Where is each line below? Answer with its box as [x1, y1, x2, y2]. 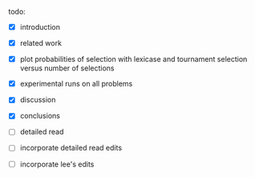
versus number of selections [19, 63, 115, 73]
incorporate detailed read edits [19, 143, 123, 153]
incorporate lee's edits [19, 159, 95, 169]
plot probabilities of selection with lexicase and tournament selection [19, 54, 248, 64]
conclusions [19, 111, 60, 121]
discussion [19, 95, 56, 105]
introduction [19, 22, 60, 31]
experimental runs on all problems [19, 79, 133, 89]
